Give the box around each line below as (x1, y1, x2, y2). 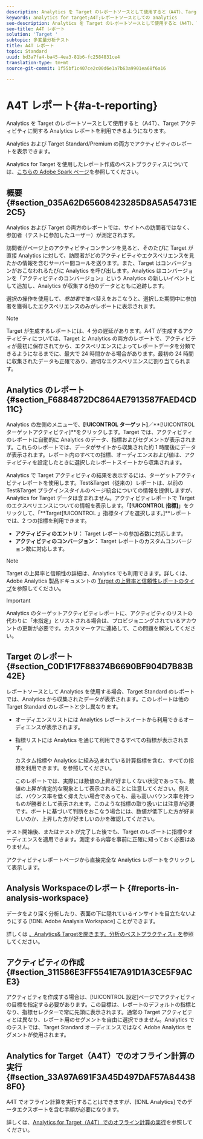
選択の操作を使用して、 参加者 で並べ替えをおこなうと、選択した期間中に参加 (6, 295, 196, 302)
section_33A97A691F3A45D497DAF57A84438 (14, 1072, 196, 1082)
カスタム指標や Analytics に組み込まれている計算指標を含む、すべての (14, 757, 189, 764)
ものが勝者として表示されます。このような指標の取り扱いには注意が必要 (14, 800, 195, 807)
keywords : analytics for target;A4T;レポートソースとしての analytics (6, 15, 178, 21)
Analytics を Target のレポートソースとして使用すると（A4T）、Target (6, 119, 179, 127)
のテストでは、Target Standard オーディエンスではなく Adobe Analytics (6, 1024, 185, 1031)
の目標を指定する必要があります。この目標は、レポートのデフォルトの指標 (6, 1001, 192, 1008)
